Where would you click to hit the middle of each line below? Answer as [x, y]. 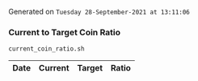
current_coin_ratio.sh [46, 49]
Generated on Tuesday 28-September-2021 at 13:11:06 [99, 12]
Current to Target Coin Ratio [65, 32]
